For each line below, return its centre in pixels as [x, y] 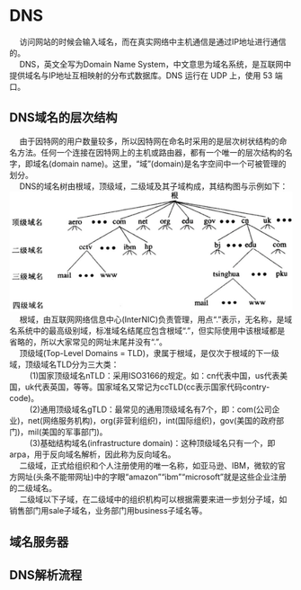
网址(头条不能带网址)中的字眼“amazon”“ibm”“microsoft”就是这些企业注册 [152, 477]
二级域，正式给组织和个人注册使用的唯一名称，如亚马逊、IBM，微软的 [149, 466]
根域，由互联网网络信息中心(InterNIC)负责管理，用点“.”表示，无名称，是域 [156, 319]
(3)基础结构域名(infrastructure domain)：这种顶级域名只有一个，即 [152, 443]
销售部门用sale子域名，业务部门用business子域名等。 [108, 511]
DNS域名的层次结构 [63, 118]
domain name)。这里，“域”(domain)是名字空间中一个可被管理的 [169, 164]
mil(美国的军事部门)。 [68, 432]
